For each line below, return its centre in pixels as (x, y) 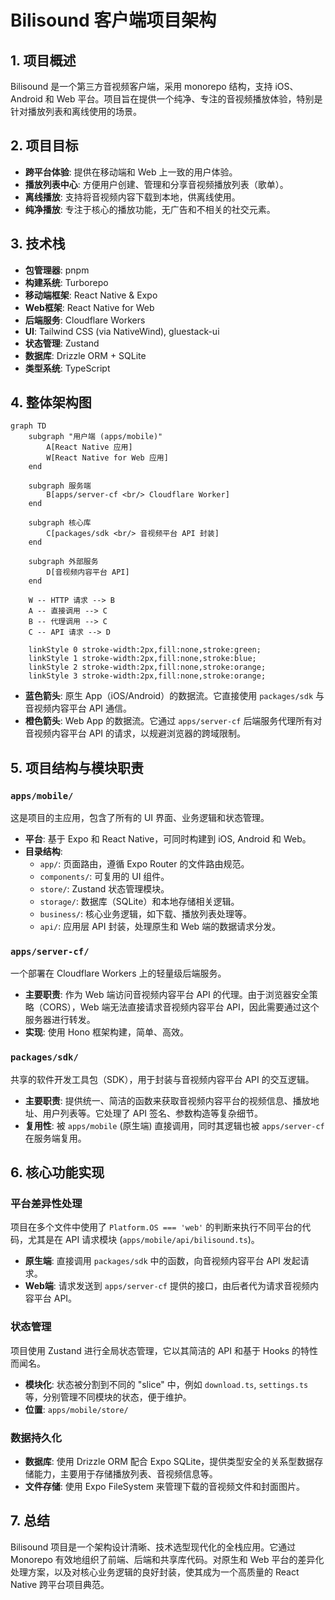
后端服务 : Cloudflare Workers (85, 320)
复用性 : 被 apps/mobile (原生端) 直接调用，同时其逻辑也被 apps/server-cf (174, 1125)
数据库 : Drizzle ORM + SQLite (85, 355)
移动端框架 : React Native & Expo (91, 295)
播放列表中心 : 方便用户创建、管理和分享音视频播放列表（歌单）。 (156, 184)
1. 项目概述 (43, 60)
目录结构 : (43, 852)
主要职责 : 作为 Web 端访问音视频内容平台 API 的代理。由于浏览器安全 (167, 995)
